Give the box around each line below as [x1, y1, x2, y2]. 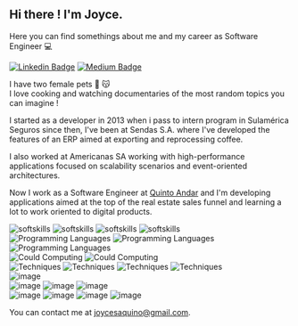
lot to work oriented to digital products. [9, 206, 153, 216]
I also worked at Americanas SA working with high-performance [9, 151, 245, 161]
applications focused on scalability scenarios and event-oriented [9, 160, 248, 171]
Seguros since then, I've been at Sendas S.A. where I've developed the [9, 124, 270, 134]
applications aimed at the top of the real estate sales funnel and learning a [9, 196, 282, 208]
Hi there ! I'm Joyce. [9, 7, 123, 22]
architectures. [9, 169, 61, 181]
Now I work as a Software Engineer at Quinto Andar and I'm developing [9, 187, 271, 198]
